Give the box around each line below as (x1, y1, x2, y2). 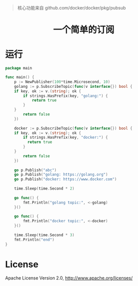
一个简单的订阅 (53, 24, 115, 35)
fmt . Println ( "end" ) (14, 237, 55, 242)
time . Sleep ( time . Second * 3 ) (14, 232, 75, 238)
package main (5, 66, 32, 71)
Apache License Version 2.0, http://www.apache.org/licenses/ (5, 275, 133, 281)
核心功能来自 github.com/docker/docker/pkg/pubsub (17, 5, 126, 10)
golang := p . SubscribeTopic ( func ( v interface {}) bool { (14, 84, 133, 89)
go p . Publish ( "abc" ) (14, 167, 57, 173)
